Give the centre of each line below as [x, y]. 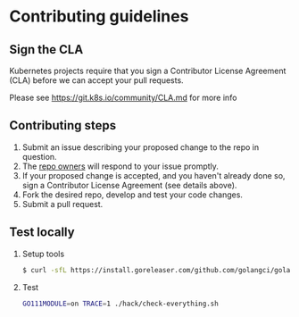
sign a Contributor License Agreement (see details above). [129, 185]
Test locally [42, 233]
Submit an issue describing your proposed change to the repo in [141, 147]
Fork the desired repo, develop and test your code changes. [133, 195]
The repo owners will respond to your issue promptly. [120, 166]
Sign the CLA [46, 50]
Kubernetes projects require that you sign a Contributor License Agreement [148, 71]
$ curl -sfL [44, 270]
